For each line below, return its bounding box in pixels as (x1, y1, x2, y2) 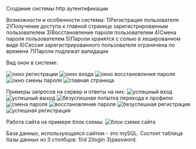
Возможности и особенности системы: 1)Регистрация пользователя (6, 16, 179, 23)
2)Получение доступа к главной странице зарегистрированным (6, 23, 168, 29)
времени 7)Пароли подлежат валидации (6, 48, 109, 55)
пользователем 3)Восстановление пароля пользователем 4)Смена (6, 29, 177, 36)
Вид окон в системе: (6, 59, 58, 66)
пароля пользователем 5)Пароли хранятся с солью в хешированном (6, 35, 181, 42)
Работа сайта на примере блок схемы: (6, 118, 104, 125)
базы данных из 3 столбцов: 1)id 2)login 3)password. (6, 136, 138, 143)
